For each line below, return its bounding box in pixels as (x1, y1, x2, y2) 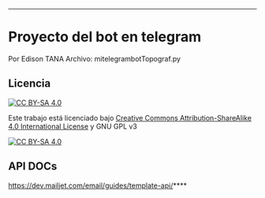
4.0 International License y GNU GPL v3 (8, 121, 138, 131)
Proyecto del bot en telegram (8, 28, 202, 46)
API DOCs (8, 159, 58, 174)
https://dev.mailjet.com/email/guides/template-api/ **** (8, 181, 188, 190)
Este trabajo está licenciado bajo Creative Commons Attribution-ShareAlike (8, 113, 252, 122)
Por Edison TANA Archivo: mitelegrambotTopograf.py (8, 54, 181, 63)
